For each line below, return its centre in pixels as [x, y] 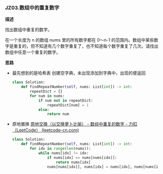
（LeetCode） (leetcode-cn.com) [45, 130]
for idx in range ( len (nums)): [60, 149]
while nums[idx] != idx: [63, 153]
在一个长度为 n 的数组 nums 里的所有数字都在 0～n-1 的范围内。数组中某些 [80, 40]
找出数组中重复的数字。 [28, 30]
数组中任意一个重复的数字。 [33, 52]
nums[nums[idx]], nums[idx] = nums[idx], [90, 167]
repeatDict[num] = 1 [68, 105]
